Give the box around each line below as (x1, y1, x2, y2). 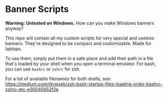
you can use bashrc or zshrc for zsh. (5, 66, 80, 72)
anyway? (5, 25, 24, 31)
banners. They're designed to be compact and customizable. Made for (5, 40, 152, 46)
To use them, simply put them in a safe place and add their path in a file (5, 55, 153, 61)
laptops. (5, 45, 22, 51)
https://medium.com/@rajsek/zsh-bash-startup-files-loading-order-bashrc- (5, 81, 163, 87)
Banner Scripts (5, 3, 69, 15)
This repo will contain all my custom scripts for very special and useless (5, 35, 154, 41)
